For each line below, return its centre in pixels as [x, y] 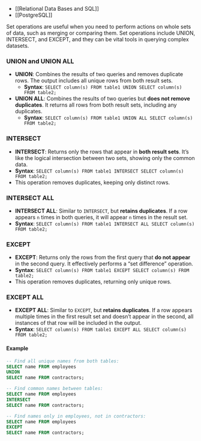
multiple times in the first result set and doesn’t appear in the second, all [104, 316]
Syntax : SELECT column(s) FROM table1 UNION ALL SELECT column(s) [108, 118]
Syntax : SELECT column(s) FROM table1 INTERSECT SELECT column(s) [99, 171]
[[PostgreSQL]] [34, 15]
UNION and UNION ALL [40, 61]
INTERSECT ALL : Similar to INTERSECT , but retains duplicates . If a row [101, 211]
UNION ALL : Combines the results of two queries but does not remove [102, 99]
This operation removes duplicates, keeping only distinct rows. [92, 182]
